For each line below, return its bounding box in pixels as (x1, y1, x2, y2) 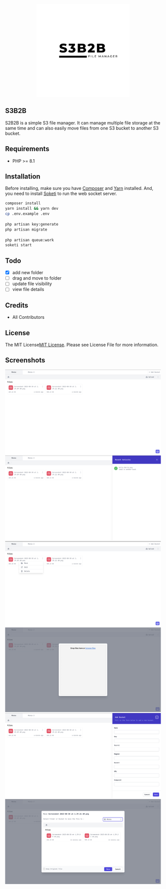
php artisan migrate (5, 227, 48, 232)
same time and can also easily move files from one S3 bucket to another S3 (5, 125, 159, 131)
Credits (5, 301, 29, 309)
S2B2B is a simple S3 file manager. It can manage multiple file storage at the (5, 119, 161, 125)
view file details (12, 287, 44, 293)
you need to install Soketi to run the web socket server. (5, 190, 117, 197)
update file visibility (12, 281, 52, 287)
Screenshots (5, 356, 45, 364)
